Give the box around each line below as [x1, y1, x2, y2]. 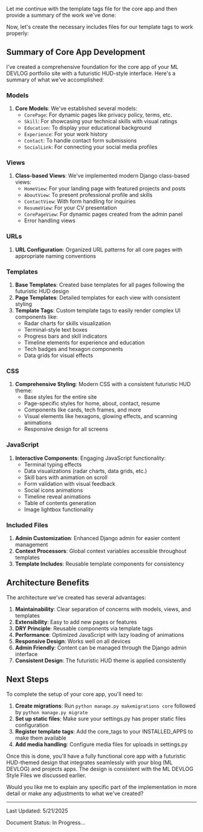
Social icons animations [24, 486, 83, 494]
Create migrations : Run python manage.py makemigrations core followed [14, 702, 196, 709]
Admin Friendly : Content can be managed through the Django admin [14, 643, 187, 651]
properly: [6, 30, 29, 37]
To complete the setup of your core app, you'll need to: [6, 690, 144, 697]
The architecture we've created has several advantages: [6, 593, 147, 601]
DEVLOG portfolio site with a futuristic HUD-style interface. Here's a [6, 69, 176, 77]
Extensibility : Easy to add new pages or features [14, 618, 137, 625]
